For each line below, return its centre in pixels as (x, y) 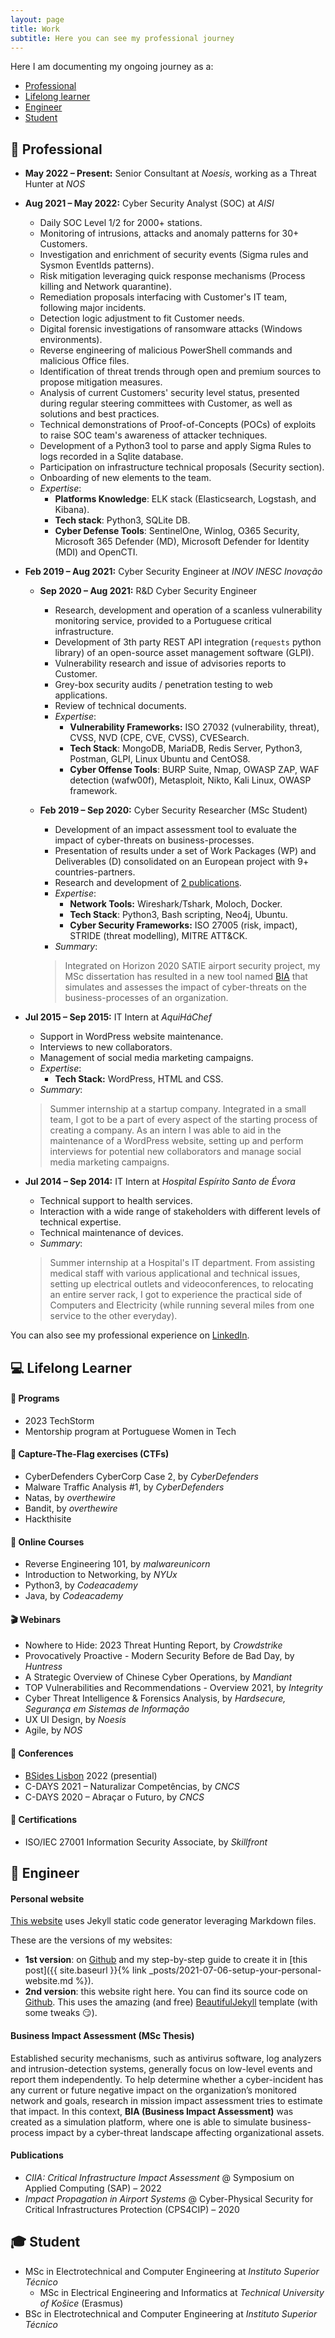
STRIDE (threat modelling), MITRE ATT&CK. (158, 936)
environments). (71, 340)
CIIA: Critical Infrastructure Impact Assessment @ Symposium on (159, 2177)
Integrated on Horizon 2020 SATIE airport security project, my (192, 966)
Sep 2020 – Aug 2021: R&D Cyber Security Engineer (148, 591)
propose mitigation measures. (101, 382)
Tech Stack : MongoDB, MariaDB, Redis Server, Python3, (186, 748)
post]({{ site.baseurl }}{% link (85, 1970)
